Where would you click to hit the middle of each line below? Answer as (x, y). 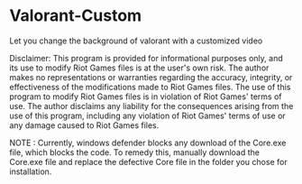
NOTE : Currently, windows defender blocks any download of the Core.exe (148, 143)
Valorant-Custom (76, 16)
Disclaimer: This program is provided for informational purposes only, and (146, 58)
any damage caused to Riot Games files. (84, 125)
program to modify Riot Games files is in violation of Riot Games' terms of (146, 97)
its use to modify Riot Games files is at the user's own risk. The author (139, 68)
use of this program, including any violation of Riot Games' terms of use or (147, 115)
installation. (31, 171)
